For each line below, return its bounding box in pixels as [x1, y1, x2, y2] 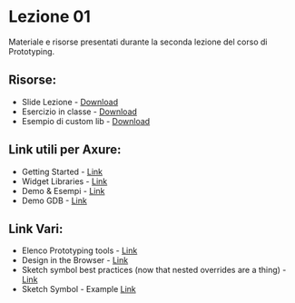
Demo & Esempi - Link [21, 185, 105, 196]
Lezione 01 [8, 6, 92, 27]
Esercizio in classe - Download [21, 106, 138, 117]
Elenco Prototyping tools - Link [21, 245, 138, 256]
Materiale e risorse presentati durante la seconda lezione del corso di [8, 36, 268, 47]
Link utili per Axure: [8, 142, 122, 158]
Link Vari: [8, 220, 64, 237]
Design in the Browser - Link [21, 255, 129, 266]
